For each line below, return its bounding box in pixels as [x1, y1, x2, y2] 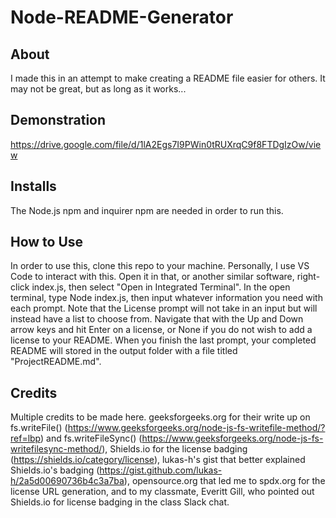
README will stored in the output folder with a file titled [10, 345, 238, 357]
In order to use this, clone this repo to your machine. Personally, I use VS [10, 260, 310, 272]
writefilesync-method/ [10, 443, 103, 455]
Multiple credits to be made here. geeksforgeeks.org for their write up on [10, 411, 311, 423]
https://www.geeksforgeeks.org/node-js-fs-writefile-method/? [67, 422, 326, 434]
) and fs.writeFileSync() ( [40, 432, 143, 445]
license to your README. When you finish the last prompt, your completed [10, 334, 317, 346]
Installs [10, 178, 57, 195]
